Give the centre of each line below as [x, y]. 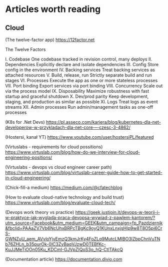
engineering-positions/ [29, 157]
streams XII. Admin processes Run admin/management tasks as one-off [79, 107]
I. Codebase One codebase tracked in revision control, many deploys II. [79, 59]
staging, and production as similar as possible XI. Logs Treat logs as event [82, 102]
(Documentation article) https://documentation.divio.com [64, 259]
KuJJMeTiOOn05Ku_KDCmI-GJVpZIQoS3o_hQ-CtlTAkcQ [64, 249]
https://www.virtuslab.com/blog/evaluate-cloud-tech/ [60, 202]
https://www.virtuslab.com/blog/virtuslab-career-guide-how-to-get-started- [84, 172]
